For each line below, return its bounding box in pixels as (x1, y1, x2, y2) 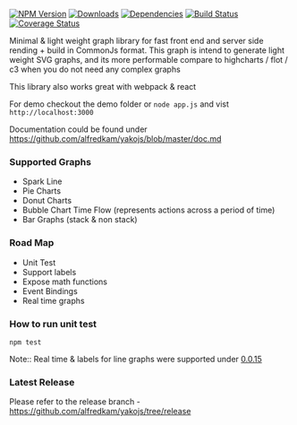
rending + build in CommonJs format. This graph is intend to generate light (9, 45, 284, 56)
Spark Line (21, 176, 63, 187)
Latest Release (9, 376, 75, 388)
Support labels (21, 266, 77, 277)
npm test (9, 337, 42, 347)
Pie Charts (21, 186, 61, 196)
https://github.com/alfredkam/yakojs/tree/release (9, 406, 191, 417)
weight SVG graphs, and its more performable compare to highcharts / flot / (9, 55, 288, 65)
